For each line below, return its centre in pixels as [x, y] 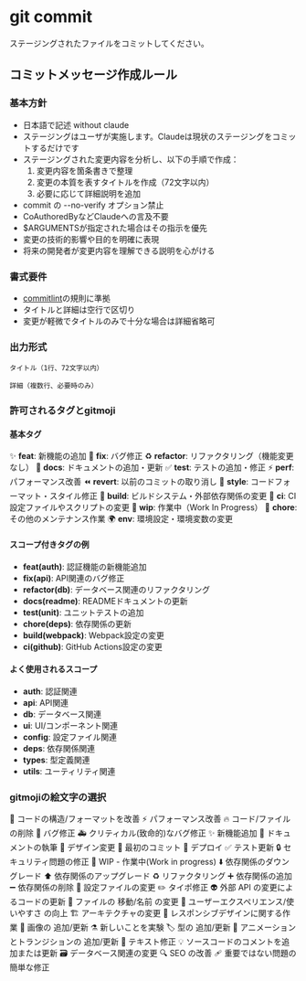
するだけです [55, 147]
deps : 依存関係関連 [59, 748]
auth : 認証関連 [50, 691]
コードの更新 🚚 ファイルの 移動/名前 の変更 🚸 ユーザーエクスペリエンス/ [152, 901]
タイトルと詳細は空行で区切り [79, 309]
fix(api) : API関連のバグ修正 [74, 578]
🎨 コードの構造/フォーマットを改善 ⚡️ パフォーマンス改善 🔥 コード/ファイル [150, 819]
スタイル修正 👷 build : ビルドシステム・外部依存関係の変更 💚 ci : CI [173, 496]
